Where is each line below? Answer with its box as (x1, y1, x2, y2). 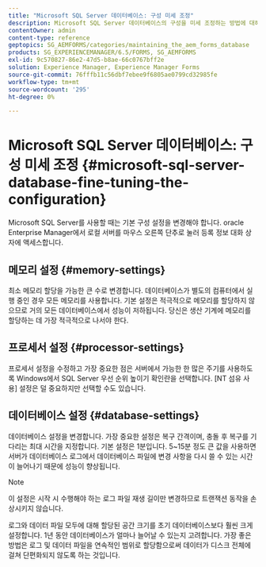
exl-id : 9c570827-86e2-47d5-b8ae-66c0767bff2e (8, 56, 165, 64)
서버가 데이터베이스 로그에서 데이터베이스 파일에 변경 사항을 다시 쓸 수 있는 (8, 451, 239, 461)
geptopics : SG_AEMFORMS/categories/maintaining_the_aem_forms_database (8, 41, 249, 49)
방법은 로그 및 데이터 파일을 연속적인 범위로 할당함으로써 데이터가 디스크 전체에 (8, 540, 252, 550)
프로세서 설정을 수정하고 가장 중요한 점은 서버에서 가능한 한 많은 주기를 (8, 363, 226, 373)
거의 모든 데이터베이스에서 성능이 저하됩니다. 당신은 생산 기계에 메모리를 (28, 306, 252, 314)
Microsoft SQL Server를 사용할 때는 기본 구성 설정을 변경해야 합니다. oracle (8, 218, 244, 227)
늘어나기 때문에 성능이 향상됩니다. (16, 461, 120, 471)
